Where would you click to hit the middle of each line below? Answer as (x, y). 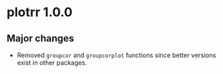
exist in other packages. (52, 63)
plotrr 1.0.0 (40, 12)
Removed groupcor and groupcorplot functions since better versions (116, 55)
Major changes (41, 38)
